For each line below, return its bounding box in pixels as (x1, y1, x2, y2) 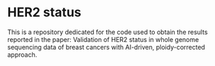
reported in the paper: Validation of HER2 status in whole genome (7, 35, 199, 43)
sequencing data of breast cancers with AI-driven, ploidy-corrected (7, 43, 206, 51)
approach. (7, 50, 38, 59)
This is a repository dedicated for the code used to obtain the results (7, 28, 208, 36)
